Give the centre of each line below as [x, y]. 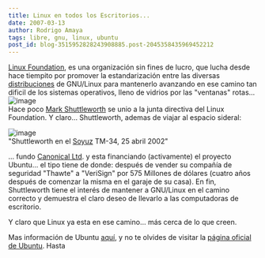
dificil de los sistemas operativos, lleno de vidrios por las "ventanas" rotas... [132, 92]
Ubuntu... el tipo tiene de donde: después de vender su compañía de [120, 165]
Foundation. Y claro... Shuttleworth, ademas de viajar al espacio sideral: [125, 118]
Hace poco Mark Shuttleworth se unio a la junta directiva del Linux [116, 109]
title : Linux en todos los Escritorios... [79, 15]
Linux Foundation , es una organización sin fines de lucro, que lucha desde [129, 67]
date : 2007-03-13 [37, 23]
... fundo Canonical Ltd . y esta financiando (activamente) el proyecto [120, 157]
